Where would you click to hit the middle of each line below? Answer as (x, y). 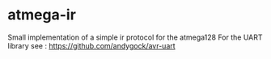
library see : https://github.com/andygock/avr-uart (91, 45)
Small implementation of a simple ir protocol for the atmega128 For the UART (135, 37)
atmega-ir (42, 15)
